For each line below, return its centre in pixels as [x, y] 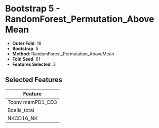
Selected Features [34, 80]
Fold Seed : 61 [26, 59]
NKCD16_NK [23, 118]
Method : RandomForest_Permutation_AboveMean [63, 54]
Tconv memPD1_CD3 [33, 102]
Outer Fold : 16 [27, 43]
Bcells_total [21, 110]
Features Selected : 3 [34, 64]
